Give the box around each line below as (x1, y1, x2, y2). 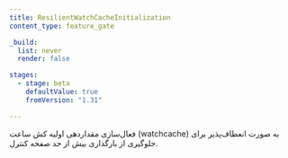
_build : (9, 38, 39, 47)
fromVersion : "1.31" (25, 95, 103, 104)
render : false (17, 55, 70, 64)
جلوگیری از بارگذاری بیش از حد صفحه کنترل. (9, 137, 159, 148)
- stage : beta (17, 79, 70, 88)
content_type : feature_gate (9, 22, 115, 31)
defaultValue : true (25, 87, 99, 96)
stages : (9, 71, 39, 80)
